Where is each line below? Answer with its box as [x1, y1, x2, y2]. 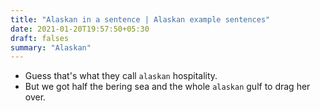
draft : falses [10, 33, 70, 43]
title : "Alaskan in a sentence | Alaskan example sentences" [10, 14, 271, 25]
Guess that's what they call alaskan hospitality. [24, 70, 218, 82]
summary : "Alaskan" [10, 42, 92, 53]
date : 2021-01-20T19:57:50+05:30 [10, 24, 150, 34]
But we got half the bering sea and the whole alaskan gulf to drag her [24, 81, 311, 93]
